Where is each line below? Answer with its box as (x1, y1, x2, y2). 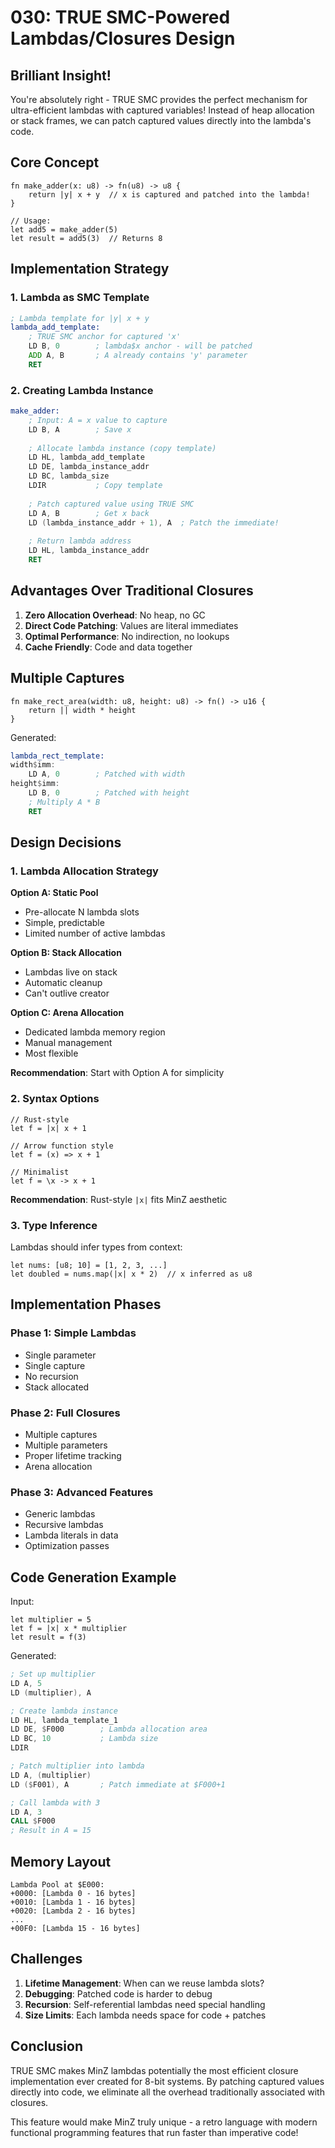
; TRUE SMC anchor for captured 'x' (28, 332, 182, 342)
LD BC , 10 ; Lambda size (10, 1734, 159, 1744)
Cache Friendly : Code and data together (24, 641, 193, 653)
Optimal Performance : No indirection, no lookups (24, 630, 230, 642)
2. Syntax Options (10, 1092, 100, 1106)
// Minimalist (10, 1167, 70, 1177)
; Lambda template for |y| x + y (10, 313, 150, 323)
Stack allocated (24, 1381, 90, 1393)
